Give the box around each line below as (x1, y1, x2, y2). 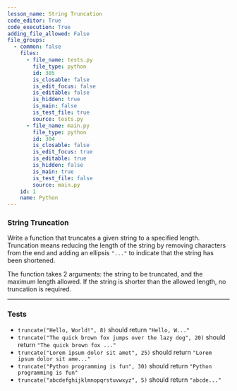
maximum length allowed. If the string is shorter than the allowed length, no (7, 277, 226, 286)
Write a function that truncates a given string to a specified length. (7, 234, 200, 243)
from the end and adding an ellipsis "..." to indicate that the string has (7, 249, 214, 257)
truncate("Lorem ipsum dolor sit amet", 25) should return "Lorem (17, 348, 212, 356)
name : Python (20, 194, 59, 202)
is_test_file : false (32, 175, 93, 182)
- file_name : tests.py (25, 57, 93, 64)
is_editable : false (32, 89, 90, 96)
